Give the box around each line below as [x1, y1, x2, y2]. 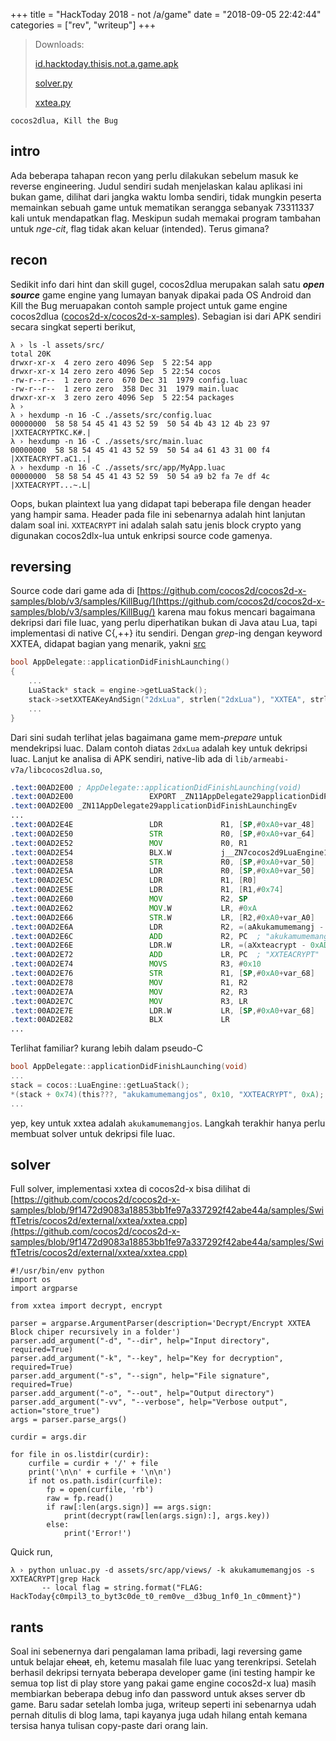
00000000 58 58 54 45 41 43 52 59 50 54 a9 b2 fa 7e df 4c [10, 471, 271, 481]
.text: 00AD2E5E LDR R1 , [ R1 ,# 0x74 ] [10, 885, 284, 895]
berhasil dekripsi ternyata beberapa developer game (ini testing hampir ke [10, 1667, 316, 1679]
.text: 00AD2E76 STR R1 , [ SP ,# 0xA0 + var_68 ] [10, 969, 315, 979]
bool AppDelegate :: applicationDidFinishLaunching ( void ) [10, 1062, 248, 1072]
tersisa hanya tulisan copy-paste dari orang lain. [10, 1720, 209, 1732]
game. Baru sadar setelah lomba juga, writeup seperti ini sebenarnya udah [10, 1699, 317, 1711]
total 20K [10, 349, 52, 359]
